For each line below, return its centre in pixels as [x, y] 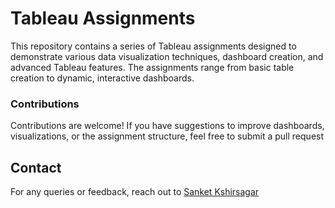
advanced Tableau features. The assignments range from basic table [152, 67]
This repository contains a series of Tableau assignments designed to [153, 46]
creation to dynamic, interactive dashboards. [102, 78]
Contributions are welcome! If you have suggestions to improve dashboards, [167, 126]
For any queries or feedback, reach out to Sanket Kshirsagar [135, 192]
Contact [36, 167]
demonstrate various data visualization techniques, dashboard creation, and [167, 56]
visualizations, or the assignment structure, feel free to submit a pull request [167, 136]
